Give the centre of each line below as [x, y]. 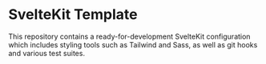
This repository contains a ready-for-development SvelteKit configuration [129, 36]
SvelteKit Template [73, 15]
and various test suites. [47, 53]
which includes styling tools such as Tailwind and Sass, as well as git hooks [133, 44]
